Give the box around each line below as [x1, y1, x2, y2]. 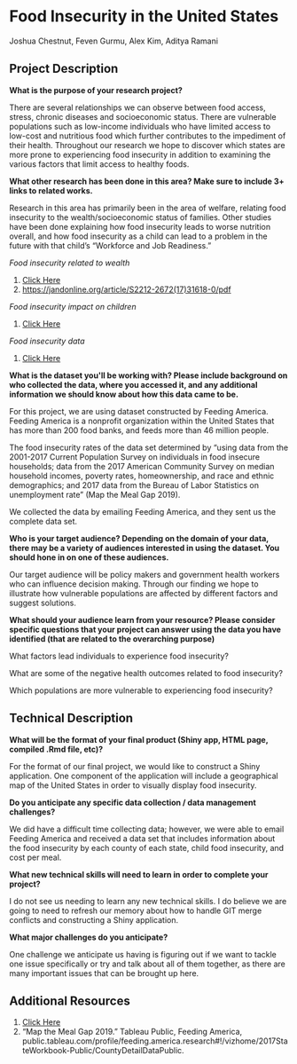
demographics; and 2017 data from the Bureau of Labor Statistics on [9, 479, 260, 490]
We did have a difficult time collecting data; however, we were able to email [9, 824, 285, 834]
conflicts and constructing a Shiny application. [9, 914, 179, 925]
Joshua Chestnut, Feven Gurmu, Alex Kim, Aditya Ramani [9, 35, 219, 46]
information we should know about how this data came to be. [9, 389, 239, 399]
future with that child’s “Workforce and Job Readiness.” [9, 240, 212, 250]
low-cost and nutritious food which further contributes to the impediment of [9, 130, 286, 141]
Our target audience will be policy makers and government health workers [9, 569, 280, 579]
